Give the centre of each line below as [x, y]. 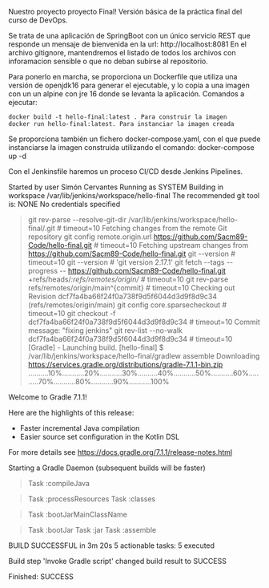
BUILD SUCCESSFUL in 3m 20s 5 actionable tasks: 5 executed [111, 545]
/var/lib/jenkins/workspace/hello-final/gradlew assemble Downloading [144, 356]
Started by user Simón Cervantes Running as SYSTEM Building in [116, 187]
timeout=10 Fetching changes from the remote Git [145, 228]
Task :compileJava [59, 483]
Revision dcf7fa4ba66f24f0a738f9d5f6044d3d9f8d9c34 [122, 296]
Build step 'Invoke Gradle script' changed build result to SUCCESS [117, 561]
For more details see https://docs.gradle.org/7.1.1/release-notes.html [120, 452]
